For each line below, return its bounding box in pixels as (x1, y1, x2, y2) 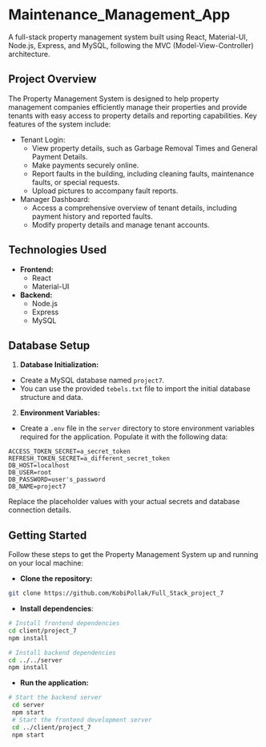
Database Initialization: (19, 360, 99, 369)
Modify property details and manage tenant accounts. (31, 220, 210, 229)
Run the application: (19, 678, 90, 688)
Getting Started (8, 528, 87, 542)
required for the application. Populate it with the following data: (19, 432, 228, 442)
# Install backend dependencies (8, 648, 116, 656)
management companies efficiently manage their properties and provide (8, 102, 248, 111)
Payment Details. (31, 151, 88, 161)
